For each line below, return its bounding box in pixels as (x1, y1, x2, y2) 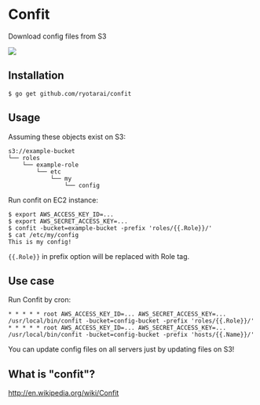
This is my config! (8, 238, 72, 246)
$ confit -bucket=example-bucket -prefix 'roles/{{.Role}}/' (8, 224, 213, 232)
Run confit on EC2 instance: (8, 195, 98, 205)
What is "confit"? (8, 367, 96, 381)
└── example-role (22, 161, 79, 169)
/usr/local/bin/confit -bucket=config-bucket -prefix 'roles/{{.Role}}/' (8, 317, 255, 325)
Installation (8, 69, 64, 82)
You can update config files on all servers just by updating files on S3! (8, 345, 235, 354)
